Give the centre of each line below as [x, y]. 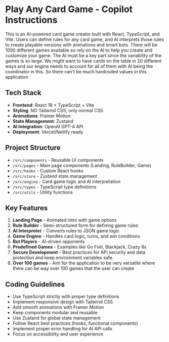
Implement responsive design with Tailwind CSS [62, 302]
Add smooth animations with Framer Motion [58, 307]
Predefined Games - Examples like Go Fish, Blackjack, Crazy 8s [79, 247]
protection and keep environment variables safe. [63, 258]
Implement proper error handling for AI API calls [62, 329]
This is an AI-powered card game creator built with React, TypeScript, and [82, 34]
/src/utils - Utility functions [43, 192]
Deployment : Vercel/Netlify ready [48, 132]
